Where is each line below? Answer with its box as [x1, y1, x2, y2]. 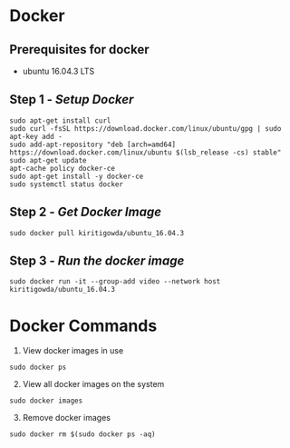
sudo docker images [9, 396, 83, 405]
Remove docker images [22, 413, 111, 423]
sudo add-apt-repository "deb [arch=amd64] [9, 140, 177, 149]
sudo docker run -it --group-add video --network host [9, 277, 221, 286]
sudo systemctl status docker [9, 179, 124, 189]
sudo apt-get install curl [9, 115, 111, 125]
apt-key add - [9, 132, 63, 141]
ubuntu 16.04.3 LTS [22, 65, 95, 76]
